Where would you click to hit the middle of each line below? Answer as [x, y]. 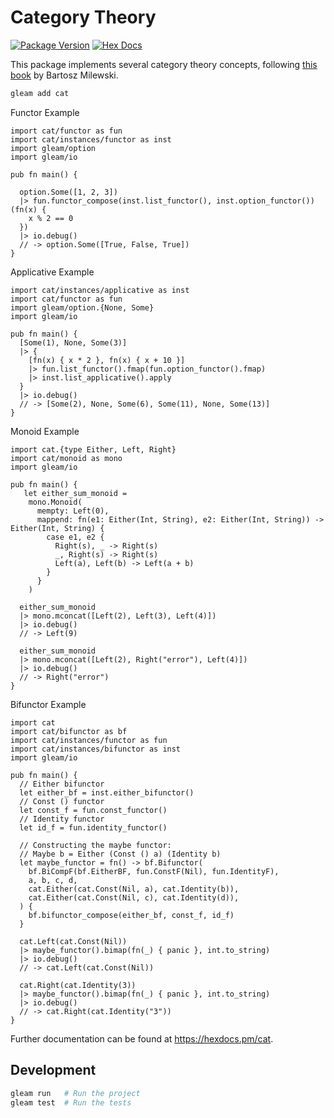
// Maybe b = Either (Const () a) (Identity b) [120, 854]
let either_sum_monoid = [75, 493]
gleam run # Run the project [75, 1093]
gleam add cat [40, 93]
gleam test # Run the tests [71, 1102]
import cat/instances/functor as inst [91, 139]
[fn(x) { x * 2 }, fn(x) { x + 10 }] [107, 360]
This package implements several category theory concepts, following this [164, 64]
